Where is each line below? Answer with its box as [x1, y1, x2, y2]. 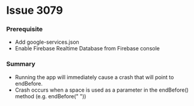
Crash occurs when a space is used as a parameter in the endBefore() [14, 86, 189, 93]
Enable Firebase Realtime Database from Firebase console [14, 45, 160, 52]
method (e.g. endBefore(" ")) [14, 92, 86, 99]
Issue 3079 [6, 4, 63, 17]
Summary [6, 60, 36, 68]
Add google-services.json [14, 38, 79, 46]
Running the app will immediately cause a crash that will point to [14, 73, 174, 81]
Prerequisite [6, 25, 43, 34]
